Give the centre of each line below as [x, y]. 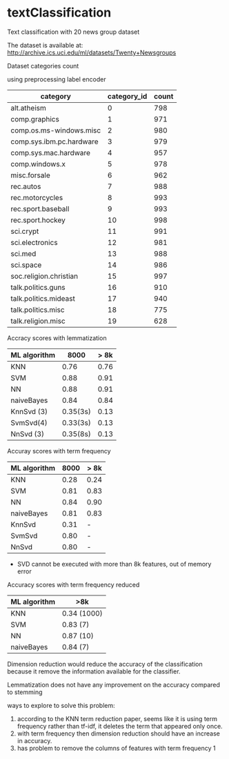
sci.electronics [34, 242]
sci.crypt [25, 231]
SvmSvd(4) [29, 422]
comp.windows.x [38, 164]
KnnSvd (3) [29, 411]
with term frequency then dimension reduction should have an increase [119, 733]
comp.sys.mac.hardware [51, 152]
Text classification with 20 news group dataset [73, 32]
